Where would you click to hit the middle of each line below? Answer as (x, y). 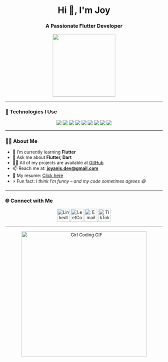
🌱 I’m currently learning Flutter (44, 152)
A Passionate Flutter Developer (84, 26)
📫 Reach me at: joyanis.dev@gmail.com (55, 168)
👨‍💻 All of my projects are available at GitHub (58, 163)
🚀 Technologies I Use (31, 112)
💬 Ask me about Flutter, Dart (42, 157)
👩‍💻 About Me (21, 141)
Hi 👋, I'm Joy (84, 10)
